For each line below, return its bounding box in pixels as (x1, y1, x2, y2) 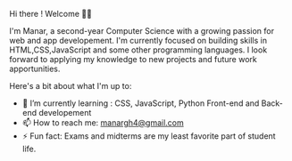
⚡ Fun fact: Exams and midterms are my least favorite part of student (21, 131, 276, 141)
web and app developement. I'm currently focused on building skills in (9, 36, 268, 45)
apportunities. (9, 63, 61, 74)
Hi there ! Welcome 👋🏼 (9, 9, 92, 19)
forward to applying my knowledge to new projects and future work (9, 54, 257, 64)
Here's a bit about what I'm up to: (9, 81, 132, 91)
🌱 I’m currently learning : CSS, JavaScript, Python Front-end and (21, 98, 260, 109)
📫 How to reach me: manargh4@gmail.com (21, 117, 185, 128)
